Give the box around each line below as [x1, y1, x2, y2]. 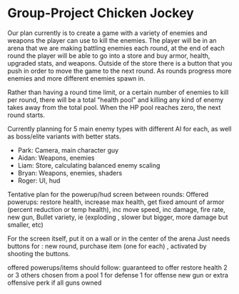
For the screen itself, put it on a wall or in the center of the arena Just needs [7, 234, 230, 243]
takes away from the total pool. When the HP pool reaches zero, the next [7, 103, 221, 111]
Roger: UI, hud [17, 176, 61, 185]
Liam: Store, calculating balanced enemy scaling [17, 161, 161, 169]
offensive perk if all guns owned [7, 278, 102, 287]
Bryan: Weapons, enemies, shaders [17, 168, 123, 177]
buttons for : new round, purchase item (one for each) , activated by [7, 241, 207, 250]
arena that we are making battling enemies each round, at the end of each [7, 44, 225, 52]
